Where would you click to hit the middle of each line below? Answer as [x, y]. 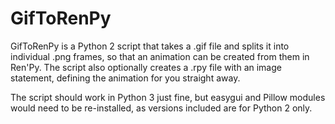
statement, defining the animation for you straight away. [125, 78]
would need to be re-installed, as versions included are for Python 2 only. [161, 108]
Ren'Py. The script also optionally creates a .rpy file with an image [146, 67]
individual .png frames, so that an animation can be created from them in [160, 56]
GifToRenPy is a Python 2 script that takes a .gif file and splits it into [150, 46]
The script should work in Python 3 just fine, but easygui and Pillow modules [168, 97]
